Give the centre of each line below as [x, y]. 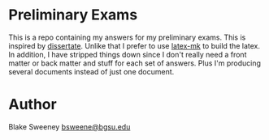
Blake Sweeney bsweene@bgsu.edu [69, 126]
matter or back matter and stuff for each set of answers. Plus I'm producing [135, 63]
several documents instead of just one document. [91, 71]
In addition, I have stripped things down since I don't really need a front [128, 54]
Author [33, 105]
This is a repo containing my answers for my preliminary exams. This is [127, 37]
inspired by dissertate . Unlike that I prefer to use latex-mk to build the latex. [134, 45]
